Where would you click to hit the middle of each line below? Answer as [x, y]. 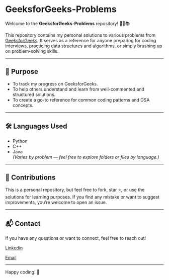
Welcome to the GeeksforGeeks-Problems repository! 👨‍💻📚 [68, 23]
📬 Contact [23, 223]
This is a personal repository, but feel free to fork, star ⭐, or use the [75, 190]
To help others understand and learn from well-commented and [78, 89]
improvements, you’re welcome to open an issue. [56, 203]
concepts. [23, 105]
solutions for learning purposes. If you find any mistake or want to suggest [82, 197]
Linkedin [14, 248]
